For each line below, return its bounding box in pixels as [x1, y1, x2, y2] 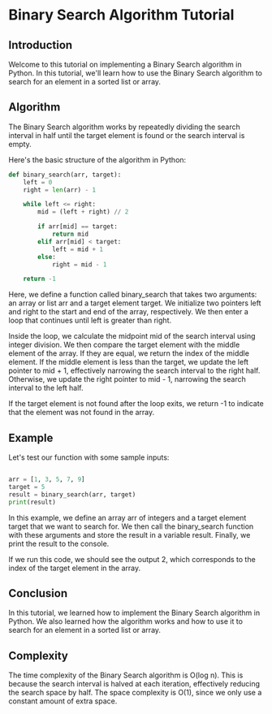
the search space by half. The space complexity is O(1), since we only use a [8, 688, 262, 698]
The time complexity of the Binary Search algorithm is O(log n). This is [8, 670, 244, 680]
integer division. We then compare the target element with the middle [8, 340, 240, 350]
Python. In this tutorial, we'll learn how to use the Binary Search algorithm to [8, 68, 262, 78]
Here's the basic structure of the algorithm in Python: [8, 154, 187, 164]
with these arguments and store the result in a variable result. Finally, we [8, 530, 251, 539]
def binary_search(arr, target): [8, 171, 122, 179]
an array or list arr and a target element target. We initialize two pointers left [8, 298, 261, 308]
